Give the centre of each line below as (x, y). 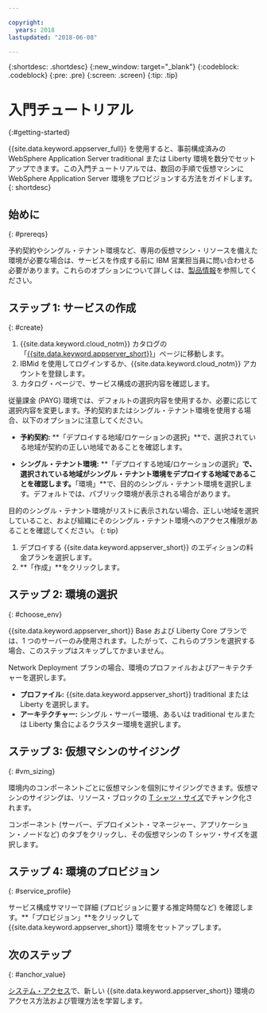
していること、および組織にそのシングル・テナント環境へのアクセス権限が (130, 520)
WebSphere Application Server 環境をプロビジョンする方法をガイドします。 (132, 179)
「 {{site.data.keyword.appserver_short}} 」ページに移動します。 (124, 354)
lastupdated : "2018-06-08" (53, 37)
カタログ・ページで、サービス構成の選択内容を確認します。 (117, 383)
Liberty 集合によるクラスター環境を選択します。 (107, 724)
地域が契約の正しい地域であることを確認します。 (106, 447)
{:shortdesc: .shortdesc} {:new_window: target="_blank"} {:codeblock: (124, 67)
